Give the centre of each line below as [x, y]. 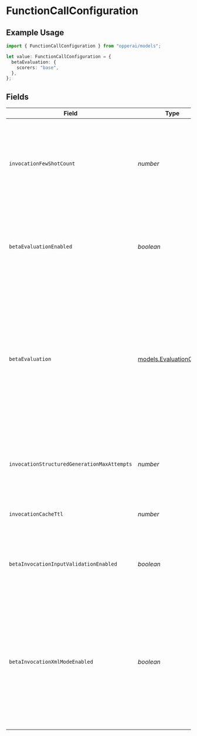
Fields [18, 97]
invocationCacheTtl [36, 514]
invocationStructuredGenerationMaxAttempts [71, 464]
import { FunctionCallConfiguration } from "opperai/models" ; [84, 46]
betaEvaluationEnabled [40, 247]
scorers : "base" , [38, 68]
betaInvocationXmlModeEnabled [51, 662]
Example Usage [35, 33]
